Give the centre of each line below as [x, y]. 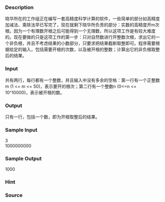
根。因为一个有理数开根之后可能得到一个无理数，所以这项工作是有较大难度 [80, 31]
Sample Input [21, 130]
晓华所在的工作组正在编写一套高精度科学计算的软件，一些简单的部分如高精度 [82, 19]
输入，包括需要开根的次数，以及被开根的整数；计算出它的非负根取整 [91, 50]
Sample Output [23, 159]
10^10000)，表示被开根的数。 [35, 92]
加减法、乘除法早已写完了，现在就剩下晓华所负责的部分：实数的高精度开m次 [82, 25]
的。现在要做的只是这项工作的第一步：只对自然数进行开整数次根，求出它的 [80, 37]
